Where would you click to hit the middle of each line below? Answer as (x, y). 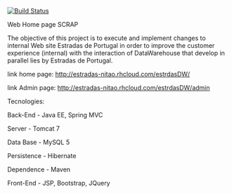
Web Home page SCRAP (43, 24)
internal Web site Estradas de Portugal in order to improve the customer (111, 45)
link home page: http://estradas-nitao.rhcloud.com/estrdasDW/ (99, 74)
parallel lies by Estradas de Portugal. (60, 60)
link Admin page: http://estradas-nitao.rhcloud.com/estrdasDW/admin (109, 88)
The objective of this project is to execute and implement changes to (107, 38)
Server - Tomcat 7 (34, 129)
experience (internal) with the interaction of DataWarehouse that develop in (116, 53)
